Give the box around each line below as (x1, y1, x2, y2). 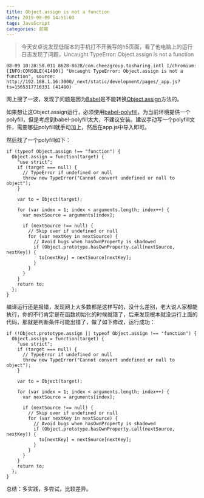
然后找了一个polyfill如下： (6, 136, 71, 144)
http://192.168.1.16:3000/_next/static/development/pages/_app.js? (6, 79, 181, 85)
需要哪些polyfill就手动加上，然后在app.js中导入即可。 (16, 124, 150, 131)
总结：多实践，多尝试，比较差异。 (6, 485, 92, 493)
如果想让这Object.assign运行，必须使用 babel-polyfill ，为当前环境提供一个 (6, 109, 191, 116)
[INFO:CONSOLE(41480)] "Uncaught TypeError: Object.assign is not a (6, 68, 183, 75)
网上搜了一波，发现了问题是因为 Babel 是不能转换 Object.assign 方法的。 (6, 95, 183, 103)
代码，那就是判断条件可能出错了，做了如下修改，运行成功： (6, 318, 155, 326)
